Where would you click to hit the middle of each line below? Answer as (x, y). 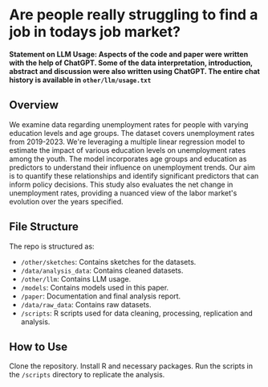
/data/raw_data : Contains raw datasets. (86, 304)
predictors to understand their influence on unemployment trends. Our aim (132, 167)
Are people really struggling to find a (134, 15)
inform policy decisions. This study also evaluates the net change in (121, 184)
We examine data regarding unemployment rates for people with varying (129, 124)
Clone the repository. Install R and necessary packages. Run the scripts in (131, 366)
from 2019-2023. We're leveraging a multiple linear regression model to (127, 142)
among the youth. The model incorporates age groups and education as (128, 159)
